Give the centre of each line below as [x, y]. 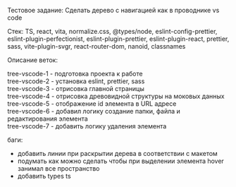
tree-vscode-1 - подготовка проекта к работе [75, 74]
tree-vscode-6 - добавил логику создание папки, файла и [94, 111]
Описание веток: [33, 60]
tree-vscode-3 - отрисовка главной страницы [76, 89]
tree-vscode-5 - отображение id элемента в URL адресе [92, 104]
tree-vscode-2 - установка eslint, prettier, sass [76, 81]
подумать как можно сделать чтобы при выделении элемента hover [120, 161]
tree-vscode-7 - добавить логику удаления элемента [87, 126]
